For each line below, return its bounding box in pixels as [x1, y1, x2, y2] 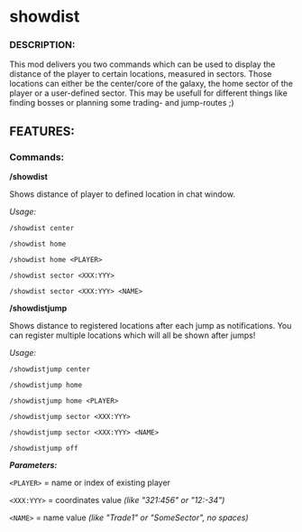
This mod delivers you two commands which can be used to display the [9, 59, 276, 70]
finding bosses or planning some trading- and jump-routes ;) [9, 98, 234, 108]
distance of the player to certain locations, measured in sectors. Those [9, 69, 272, 79]
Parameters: [9, 460, 58, 471]
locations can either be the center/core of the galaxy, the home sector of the [9, 79, 293, 89]
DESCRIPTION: [9, 39, 76, 51]
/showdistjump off [9, 444, 78, 453]
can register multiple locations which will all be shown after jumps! [9, 330, 256, 341]
